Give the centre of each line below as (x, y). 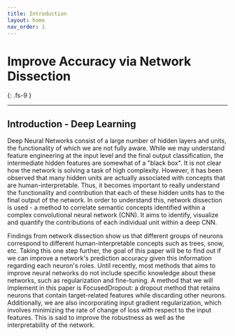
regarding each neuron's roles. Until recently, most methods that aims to (112, 265)
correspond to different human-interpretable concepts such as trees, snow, (116, 243)
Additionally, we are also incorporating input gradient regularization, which (114, 303)
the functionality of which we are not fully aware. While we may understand (116, 148)
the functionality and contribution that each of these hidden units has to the (116, 193)
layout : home (26, 20)
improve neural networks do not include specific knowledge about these (112, 273)
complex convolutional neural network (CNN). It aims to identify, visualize (113, 215)
